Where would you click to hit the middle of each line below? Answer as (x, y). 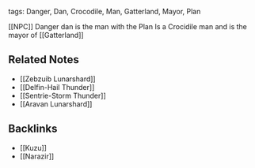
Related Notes (44, 60)
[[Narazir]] (37, 156)
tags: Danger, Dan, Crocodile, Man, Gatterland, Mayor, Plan (105, 11)
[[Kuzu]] (33, 147)
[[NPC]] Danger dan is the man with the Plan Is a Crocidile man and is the (128, 26)
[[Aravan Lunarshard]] (56, 104)
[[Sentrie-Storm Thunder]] (63, 95)
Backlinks (33, 129)
